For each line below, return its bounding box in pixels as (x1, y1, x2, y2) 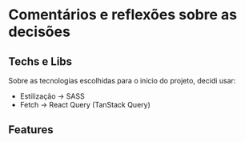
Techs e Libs (8, 55, 73, 68)
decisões (8, 22, 70, 41)
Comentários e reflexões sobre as (8, 6, 238, 24)
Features (8, 123, 54, 137)
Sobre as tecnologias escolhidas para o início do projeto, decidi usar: (8, 76, 236, 85)
